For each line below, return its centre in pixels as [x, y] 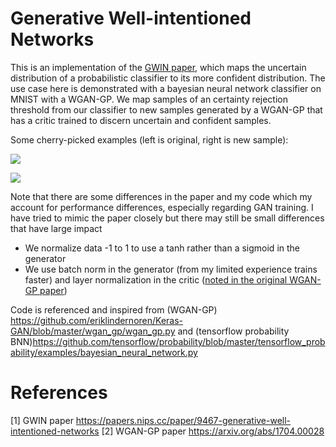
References [59, 393]
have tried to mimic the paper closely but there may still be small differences [167, 218]
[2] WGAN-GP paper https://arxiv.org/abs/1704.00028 [213, 431]
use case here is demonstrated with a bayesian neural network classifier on [166, 88]
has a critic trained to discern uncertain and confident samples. [141, 120]
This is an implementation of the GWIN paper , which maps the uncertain [158, 67]
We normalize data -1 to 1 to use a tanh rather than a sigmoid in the [162, 248]
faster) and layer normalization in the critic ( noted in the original [156, 279]
